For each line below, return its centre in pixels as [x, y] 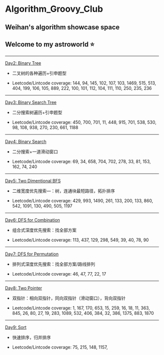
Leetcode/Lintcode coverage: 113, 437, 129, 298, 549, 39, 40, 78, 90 [80, 240]
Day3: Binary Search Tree [31, 102]
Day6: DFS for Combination [32, 220]
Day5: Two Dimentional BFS [33, 181]
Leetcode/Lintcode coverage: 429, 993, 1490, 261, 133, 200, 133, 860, [82, 201]
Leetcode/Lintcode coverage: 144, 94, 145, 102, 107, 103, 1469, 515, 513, [84, 83]
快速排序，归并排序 [31, 337]
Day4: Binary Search [26, 142]
